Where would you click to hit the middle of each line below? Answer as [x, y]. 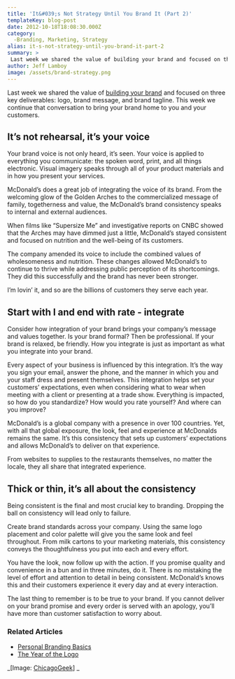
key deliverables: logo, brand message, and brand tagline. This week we [111, 100]
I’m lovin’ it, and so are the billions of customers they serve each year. [108, 290]
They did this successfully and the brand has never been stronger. [103, 276]
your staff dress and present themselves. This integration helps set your [111, 380]
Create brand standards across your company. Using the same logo [105, 526]
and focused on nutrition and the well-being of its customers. [95, 241]
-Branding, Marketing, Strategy [61, 40]
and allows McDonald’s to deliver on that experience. [84, 445]
